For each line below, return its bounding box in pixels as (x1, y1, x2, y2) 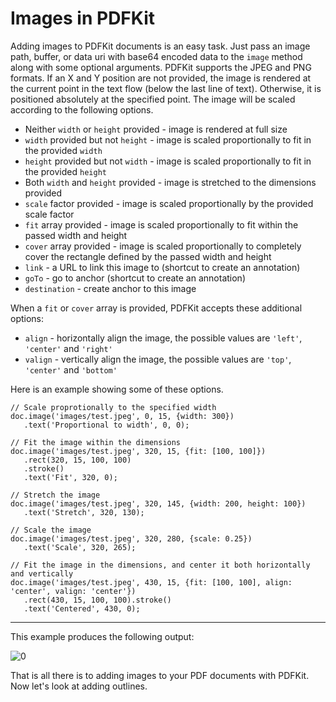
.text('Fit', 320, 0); (23, 472, 118, 482)
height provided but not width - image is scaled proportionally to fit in (24, 155, 312, 167)
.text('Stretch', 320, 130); (23, 507, 145, 517)
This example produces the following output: (10, 630, 195, 642)
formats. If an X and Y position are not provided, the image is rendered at (10, 72, 312, 84)
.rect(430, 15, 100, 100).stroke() (23, 595, 172, 605)
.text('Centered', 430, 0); (23, 603, 141, 614)
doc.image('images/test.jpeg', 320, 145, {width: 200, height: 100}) (10, 498, 307, 509)
